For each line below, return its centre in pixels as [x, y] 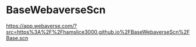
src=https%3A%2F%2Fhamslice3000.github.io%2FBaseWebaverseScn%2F [98, 32]
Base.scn [17, 38]
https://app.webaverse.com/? [41, 26]
